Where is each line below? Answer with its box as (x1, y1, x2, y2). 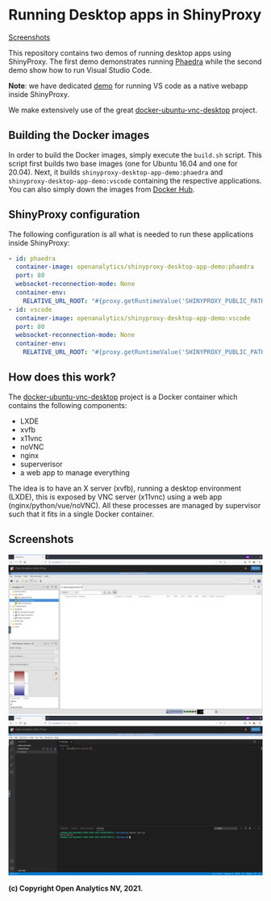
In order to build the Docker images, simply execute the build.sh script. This (8, 149, 262, 159)
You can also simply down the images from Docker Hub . (8, 184, 195, 194)
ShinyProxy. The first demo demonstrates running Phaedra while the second (8, 57, 262, 66)
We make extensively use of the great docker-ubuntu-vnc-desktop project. (8, 105, 258, 115)
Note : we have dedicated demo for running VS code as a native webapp (8, 81, 248, 91)
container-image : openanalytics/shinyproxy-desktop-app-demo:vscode (15, 314, 251, 322)
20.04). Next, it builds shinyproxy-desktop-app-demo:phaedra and (8, 167, 223, 177)
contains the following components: (8, 400, 127, 410)
